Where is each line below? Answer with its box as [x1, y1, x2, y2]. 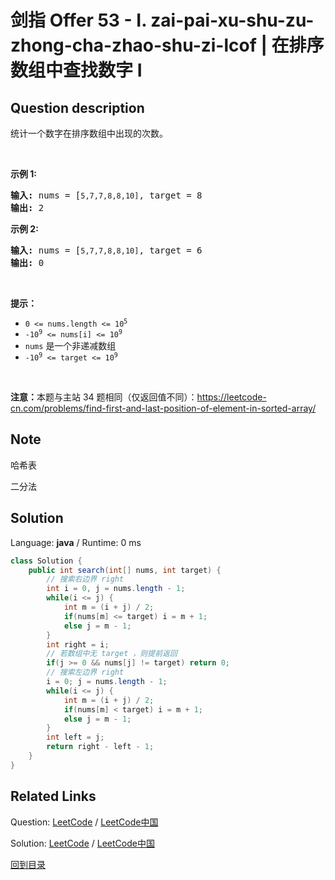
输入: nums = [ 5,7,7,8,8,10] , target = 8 [10, 190, 203, 201]
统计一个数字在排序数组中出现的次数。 [10, 127, 168, 139]
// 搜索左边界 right [46, 667, 125, 678]
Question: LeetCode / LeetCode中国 [10, 816, 159, 828]
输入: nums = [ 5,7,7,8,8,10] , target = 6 [10, 245, 203, 256]
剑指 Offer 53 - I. [10, 9, 147, 32]
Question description [10, 99, 145, 116]
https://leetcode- [196, 391, 267, 403]
